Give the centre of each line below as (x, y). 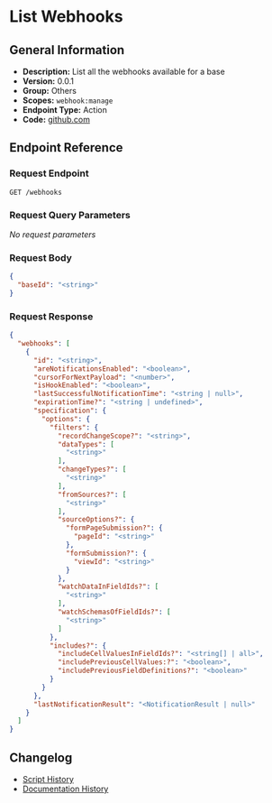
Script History (48, 780)
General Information (67, 50)
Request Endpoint (49, 173)
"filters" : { (74, 427)
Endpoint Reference (66, 148)
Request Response (51, 316)
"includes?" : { (77, 646)
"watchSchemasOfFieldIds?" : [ (114, 612)
